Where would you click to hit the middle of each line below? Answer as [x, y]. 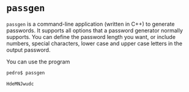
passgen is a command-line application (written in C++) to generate [91, 24]
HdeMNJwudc [20, 84]
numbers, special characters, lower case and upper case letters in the [94, 43]
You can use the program [38, 62]
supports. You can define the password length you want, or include [91, 37]
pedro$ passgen [26, 73]
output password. [28, 50]
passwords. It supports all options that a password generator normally [95, 30]
